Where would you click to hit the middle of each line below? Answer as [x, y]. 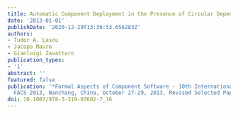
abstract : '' [27, 73]
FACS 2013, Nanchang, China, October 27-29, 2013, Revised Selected [117, 93]
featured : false [31, 80]
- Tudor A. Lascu [33, 40]
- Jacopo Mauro [30, 47]
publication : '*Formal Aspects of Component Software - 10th [100, 86]
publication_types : [36, 60]
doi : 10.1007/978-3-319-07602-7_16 [60, 100]
